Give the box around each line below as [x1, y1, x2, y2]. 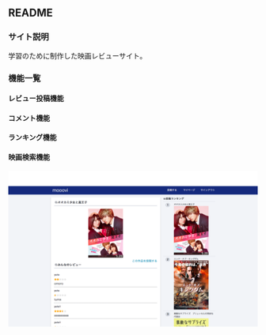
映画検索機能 [8, 152, 50, 161]
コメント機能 [8, 113, 50, 122]
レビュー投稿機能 [8, 94, 64, 104]
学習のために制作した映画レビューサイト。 [8, 51, 147, 60]
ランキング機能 [8, 133, 57, 142]
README [8, 6, 53, 20]
